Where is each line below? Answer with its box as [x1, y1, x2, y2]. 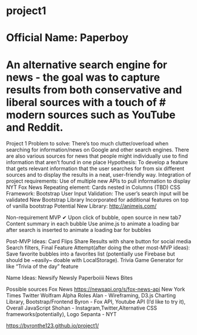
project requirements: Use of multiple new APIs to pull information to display [6, 178, 191, 185]
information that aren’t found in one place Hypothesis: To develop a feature [6, 159, 188, 166]
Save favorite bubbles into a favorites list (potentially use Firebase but [6, 250, 175, 257]
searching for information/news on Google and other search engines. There [6, 146, 189, 154]
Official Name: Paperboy [6, 31, 129, 45]
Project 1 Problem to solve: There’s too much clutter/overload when [6, 140, 169, 147]
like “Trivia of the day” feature [6, 263, 79, 270]
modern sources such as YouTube [6, 108, 176, 121]
